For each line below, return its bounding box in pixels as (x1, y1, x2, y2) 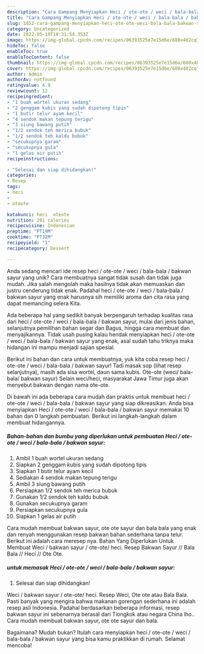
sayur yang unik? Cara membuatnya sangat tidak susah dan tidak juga (7, 274, 182, 281)
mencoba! (7, 641, 32, 649)
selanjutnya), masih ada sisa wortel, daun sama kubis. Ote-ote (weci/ (7, 368, 179, 375)
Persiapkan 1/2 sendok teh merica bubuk (15, 486, 118, 494)
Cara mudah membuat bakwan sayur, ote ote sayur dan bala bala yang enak (7, 524, 197, 531)
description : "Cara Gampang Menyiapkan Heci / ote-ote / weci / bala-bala (7, 9, 200, 15)
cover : (7, 65, 24, 72)
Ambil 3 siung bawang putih (15, 480, 86, 488)
